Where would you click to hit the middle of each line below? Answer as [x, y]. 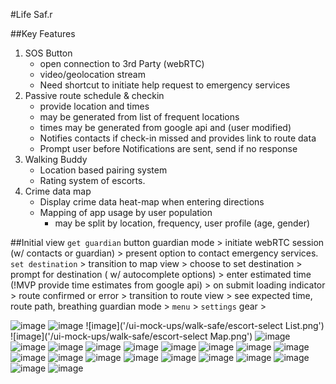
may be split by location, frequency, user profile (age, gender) [182, 223]
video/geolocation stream [92, 74]
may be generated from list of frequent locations [139, 117]
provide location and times [94, 106]
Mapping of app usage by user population [126, 212]
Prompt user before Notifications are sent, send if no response [168, 148]
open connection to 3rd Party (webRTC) [122, 63]
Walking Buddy [56, 159]
